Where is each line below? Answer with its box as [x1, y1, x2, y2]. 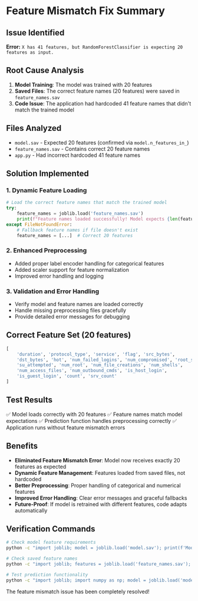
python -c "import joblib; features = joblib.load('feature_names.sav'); [6, 561, 192, 567]
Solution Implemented [6, 169, 90, 179]
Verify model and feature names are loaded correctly [14, 301, 143, 308]
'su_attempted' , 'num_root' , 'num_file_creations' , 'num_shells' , [16, 362, 183, 368]
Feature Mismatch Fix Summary [6, 4, 165, 18]
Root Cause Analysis [6, 65, 84, 75]
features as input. [6, 50, 54, 55]
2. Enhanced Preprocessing [6, 247, 87, 255]
